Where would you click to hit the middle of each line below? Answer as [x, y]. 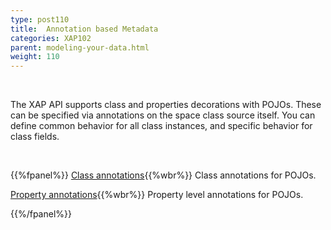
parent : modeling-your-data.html [80, 47]
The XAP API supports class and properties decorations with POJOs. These [166, 105]
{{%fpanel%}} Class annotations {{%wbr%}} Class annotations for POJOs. [163, 175]
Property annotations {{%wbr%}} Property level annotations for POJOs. [157, 195]
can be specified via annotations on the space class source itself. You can [163, 115]
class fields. [35, 137]
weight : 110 [35, 57]
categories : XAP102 [51, 38]
